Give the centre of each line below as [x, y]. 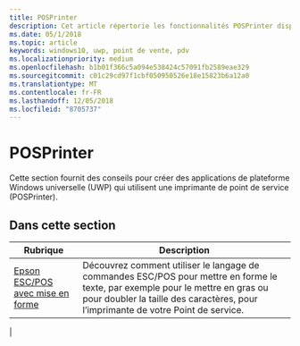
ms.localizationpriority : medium [71, 59]
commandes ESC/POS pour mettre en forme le [180, 276]
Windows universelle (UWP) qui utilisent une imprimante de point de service [149, 188]
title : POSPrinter [43, 17]
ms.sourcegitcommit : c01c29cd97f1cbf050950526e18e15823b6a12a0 [129, 76]
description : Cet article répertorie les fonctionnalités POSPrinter [142, 26]
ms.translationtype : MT [54, 84]
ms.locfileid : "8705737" [55, 109]
